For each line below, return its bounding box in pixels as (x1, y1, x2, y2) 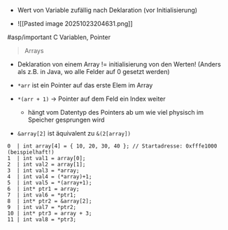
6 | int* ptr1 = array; (7, 185, 80, 192)
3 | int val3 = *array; (7, 167, 80, 174)
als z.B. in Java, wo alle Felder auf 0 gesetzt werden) (17, 68, 170, 76)
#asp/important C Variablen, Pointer (7, 33, 111, 41)
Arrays (24, 47, 44, 55)
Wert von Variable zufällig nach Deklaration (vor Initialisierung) (17, 6, 198, 14)
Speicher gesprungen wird (27, 115, 105, 124)
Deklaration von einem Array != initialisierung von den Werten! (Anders (17, 60, 222, 69)
